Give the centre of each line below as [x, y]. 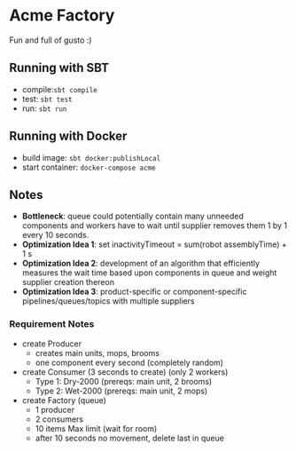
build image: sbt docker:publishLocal [91, 157]
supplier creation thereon [68, 282]
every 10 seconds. [55, 235]
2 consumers [59, 419]
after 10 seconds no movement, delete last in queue [129, 438]
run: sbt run [44, 108]
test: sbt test [47, 99]
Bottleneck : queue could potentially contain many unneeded [132, 216]
